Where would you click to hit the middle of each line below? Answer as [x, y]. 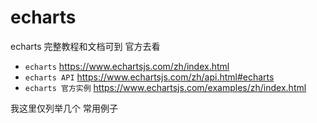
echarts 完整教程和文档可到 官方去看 [85, 46]
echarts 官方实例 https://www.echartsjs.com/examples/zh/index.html [165, 87]
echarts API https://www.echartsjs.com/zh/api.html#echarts [149, 77]
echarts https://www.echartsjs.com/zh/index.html [127, 66]
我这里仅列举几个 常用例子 [64, 108]
